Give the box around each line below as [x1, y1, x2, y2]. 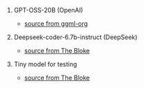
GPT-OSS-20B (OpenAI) [13, 6, 83, 14]
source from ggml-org [24, 20, 88, 27]
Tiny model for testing [13, 60, 78, 68]
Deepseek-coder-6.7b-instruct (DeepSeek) [13, 33, 138, 41]
